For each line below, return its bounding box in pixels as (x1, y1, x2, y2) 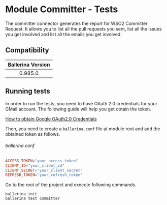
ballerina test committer (5, 196, 60, 201)
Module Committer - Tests (5, 4, 118, 15)
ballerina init (5, 192, 38, 197)
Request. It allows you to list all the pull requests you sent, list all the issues (5, 25, 162, 32)
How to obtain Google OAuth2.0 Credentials (5, 115, 97, 122)
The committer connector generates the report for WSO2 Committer (5, 20, 148, 26)
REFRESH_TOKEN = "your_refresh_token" (5, 172, 83, 178)
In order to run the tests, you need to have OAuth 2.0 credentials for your (5, 100, 157, 106)
